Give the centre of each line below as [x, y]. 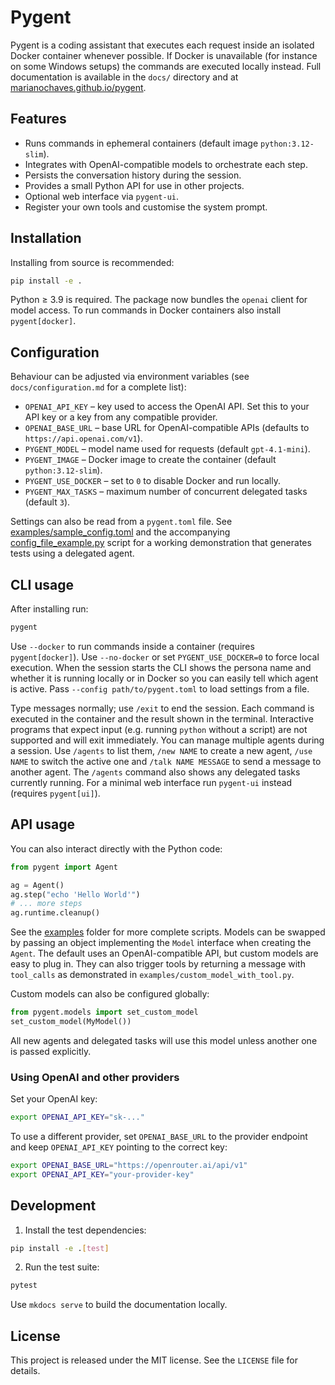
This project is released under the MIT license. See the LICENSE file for [154, 1360]
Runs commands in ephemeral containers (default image [141, 143]
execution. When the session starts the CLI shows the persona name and [161, 667]
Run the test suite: [62, 1267]
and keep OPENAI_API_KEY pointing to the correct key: [119, 1147]
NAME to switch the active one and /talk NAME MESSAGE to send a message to [166, 761]
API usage [42, 824]
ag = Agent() [37, 885]
